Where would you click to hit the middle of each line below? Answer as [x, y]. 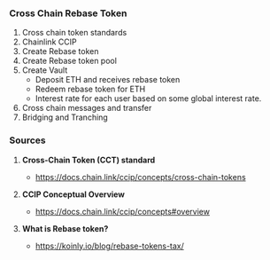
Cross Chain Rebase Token [68, 13]
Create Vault [45, 70]
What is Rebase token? [65, 228]
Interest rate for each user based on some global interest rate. [148, 98]
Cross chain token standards [74, 33]
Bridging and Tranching [65, 117]
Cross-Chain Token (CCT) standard [89, 160]
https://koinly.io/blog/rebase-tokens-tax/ [109, 246]
